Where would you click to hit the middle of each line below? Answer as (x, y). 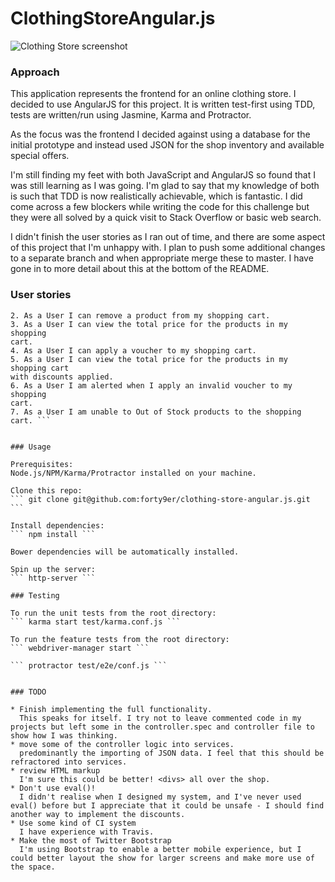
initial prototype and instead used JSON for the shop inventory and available (167, 145)
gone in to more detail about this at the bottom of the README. (140, 269)
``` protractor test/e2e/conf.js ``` (89, 665)
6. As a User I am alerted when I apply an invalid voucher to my (151, 385)
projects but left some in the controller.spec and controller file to (162, 727)
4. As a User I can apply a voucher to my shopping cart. (133, 350)
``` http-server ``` (53, 578)
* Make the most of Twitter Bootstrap (91, 840)
